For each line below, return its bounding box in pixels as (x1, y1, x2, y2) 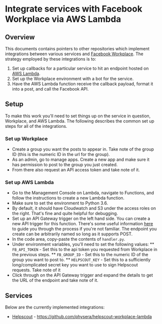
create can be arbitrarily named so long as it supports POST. (12, 231, 133, 237)
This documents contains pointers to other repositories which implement (5, 46, 150, 51)
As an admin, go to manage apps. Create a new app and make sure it (12, 156, 150, 163)
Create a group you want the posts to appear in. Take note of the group (12, 146, 154, 152)
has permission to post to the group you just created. (12, 162, 118, 168)
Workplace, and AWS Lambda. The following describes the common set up (5, 118, 155, 124)
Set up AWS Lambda (5, 179, 54, 186)
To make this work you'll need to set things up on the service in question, (5, 113, 151, 119)
